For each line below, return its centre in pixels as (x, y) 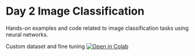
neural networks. (27, 34)
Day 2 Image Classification (75, 11)
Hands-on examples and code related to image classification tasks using (97, 28)
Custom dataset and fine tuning (45, 46)
